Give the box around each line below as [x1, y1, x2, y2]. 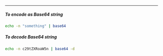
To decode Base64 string [5, 34, 57, 40]
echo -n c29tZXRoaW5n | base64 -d [5, 46, 75, 51]
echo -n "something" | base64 [5, 23, 66, 28]
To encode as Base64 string [5, 11, 63, 17]
